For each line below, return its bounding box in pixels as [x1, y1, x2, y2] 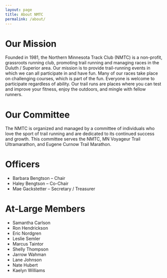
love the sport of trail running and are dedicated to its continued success [5, 131, 155, 137]
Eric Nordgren [12, 230, 41, 237]
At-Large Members [5, 203, 86, 215]
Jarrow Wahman [12, 252, 46, 258]
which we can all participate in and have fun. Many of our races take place [5, 70, 158, 76]
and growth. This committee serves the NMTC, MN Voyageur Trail [5, 136, 141, 142]
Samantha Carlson [12, 220, 51, 226]
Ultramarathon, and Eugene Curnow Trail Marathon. [5, 141, 112, 147]
